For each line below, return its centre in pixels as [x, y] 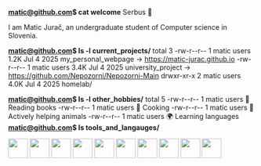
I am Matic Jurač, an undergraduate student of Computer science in [118, 27]
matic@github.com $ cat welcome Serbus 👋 [80, 12]
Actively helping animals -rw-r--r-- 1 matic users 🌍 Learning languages [124, 116]
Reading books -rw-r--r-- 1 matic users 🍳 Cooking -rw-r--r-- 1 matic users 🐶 [131, 107]
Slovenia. [23, 36]
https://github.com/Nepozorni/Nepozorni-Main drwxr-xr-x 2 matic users [125, 76]
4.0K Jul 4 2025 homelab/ [50, 84]
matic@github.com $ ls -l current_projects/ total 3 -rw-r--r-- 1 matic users [129, 51]
